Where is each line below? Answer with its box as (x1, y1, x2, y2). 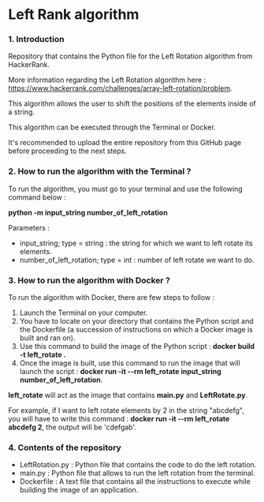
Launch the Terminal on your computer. (19, 308, 148, 317)
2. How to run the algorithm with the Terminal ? (8, 166, 191, 177)
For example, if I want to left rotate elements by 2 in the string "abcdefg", (8, 406, 244, 415)
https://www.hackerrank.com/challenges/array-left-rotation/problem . (8, 84, 232, 93)
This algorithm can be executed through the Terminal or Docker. (8, 122, 216, 132)
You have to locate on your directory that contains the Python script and (19, 317, 254, 326)
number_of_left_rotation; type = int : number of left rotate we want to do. (19, 255, 255, 264)
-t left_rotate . (19, 350, 66, 360)
